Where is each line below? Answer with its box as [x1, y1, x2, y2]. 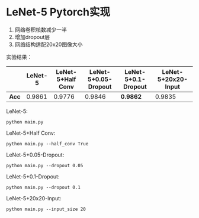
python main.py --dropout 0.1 [6, 184, 81, 190]
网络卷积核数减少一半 [14, 26, 67, 33]
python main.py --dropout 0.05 [6, 162, 84, 168]
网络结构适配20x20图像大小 [14, 41, 83, 48]
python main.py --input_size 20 [6, 206, 86, 212]
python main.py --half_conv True [6, 141, 89, 147]
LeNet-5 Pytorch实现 [6, 5, 111, 19]
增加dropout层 [14, 33, 50, 40]
